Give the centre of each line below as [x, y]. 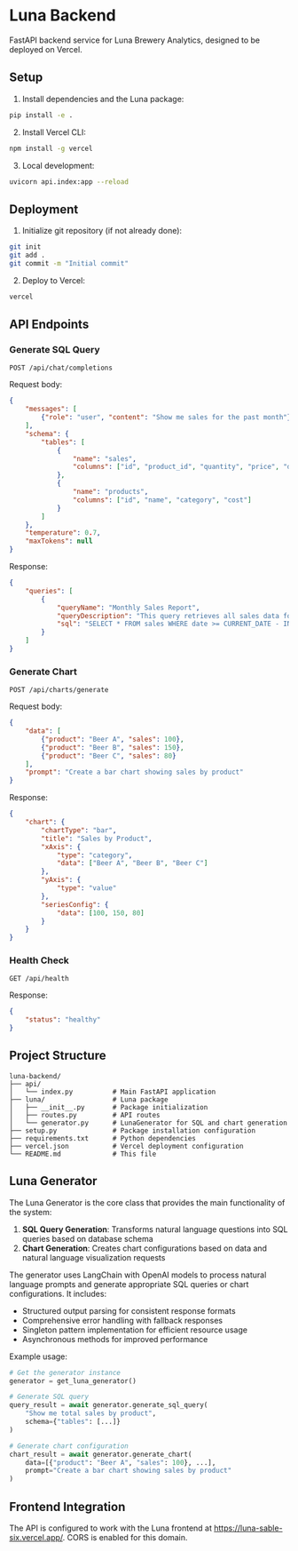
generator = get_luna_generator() [73, 1381]
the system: [31, 1212]
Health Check [39, 960]
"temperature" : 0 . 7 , [63, 533]
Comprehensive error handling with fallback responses [122, 1320]
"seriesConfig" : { [75, 904]
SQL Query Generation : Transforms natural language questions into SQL [155, 1229]
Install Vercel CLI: [54, 132]
